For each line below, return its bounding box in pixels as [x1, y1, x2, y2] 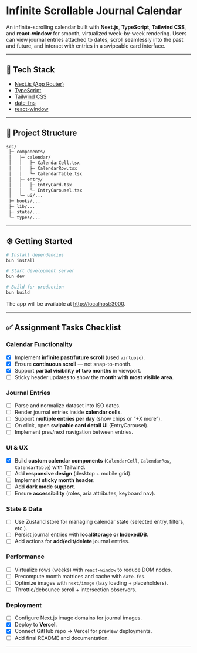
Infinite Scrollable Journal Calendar [6, 4, 182, 18]
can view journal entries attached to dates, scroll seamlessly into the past [6, 36, 184, 43]
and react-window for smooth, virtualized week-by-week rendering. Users [6, 29, 187, 36]
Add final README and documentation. [14, 634, 110, 641]
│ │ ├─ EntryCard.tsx [8, 182, 72, 187]
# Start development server [6, 268, 75, 274]
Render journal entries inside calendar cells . [14, 408, 122, 416]
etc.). [14, 525, 28, 532]
